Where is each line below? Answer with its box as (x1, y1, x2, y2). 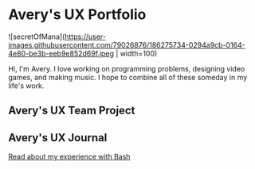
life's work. (8, 81, 45, 90)
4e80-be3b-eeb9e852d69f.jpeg (8, 48, 114, 58)
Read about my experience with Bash (8, 152, 131, 162)
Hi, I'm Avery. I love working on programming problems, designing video (8, 63, 245, 73)
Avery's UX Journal (8, 131, 108, 144)
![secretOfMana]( (8, 32, 65, 41)
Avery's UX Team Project (8, 104, 135, 117)
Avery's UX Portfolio (8, 6, 147, 24)
